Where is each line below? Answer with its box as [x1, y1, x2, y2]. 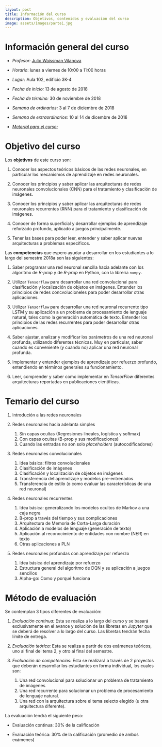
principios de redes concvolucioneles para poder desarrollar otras [12, 289, 145, 295]
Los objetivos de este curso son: [5, 157, 71, 163]
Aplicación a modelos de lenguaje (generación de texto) [19, 525, 131, 531]
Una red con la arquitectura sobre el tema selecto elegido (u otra [19, 698, 149, 704]
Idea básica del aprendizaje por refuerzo [19, 560, 101, 566]
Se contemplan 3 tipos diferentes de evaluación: [5, 609, 102, 614]
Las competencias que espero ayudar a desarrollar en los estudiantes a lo [5, 250, 154, 256]
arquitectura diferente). [19, 703, 66, 709]
